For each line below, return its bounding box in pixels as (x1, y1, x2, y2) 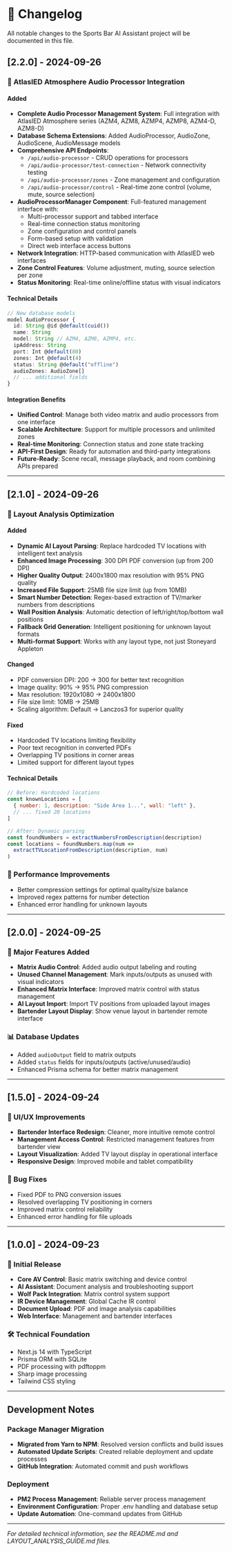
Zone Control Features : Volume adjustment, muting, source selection (17, 264, 215, 272)
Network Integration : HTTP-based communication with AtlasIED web (17, 249, 215, 258)
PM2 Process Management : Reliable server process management (17, 1495, 206, 1504)
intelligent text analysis (17, 549, 83, 557)
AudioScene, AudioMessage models (17, 139, 121, 147)
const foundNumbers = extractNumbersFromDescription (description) (7, 834, 202, 841)
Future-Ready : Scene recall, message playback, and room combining (17, 455, 216, 463)
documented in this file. (7, 36, 75, 44)
